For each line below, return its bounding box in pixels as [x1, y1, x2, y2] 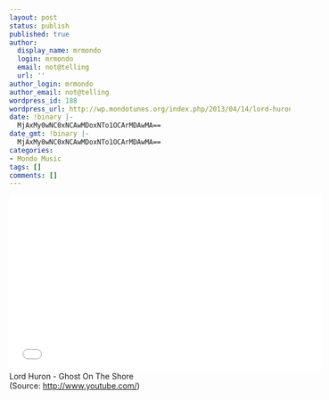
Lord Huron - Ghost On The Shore [9, 371, 134, 382]
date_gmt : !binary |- [9, 129, 90, 138]
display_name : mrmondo [17, 46, 102, 55]
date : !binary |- [9, 112, 74, 121]
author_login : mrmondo [9, 79, 94, 88]
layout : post [9, 12, 58, 22]
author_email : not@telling [9, 87, 110, 96]
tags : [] [9, 162, 42, 171]
